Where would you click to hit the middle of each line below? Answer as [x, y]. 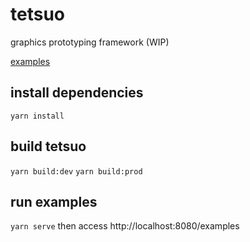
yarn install [37, 116]
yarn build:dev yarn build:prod [76, 171]
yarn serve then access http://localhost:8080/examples [125, 226]
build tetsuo [48, 146]
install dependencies [77, 93]
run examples [54, 201]
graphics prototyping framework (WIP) [90, 42]
